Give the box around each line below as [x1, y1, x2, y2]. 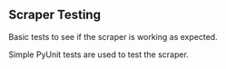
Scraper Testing [8, 7, 102, 23]
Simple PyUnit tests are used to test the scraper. [8, 49, 190, 60]
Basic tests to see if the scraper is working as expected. [8, 31, 219, 42]
